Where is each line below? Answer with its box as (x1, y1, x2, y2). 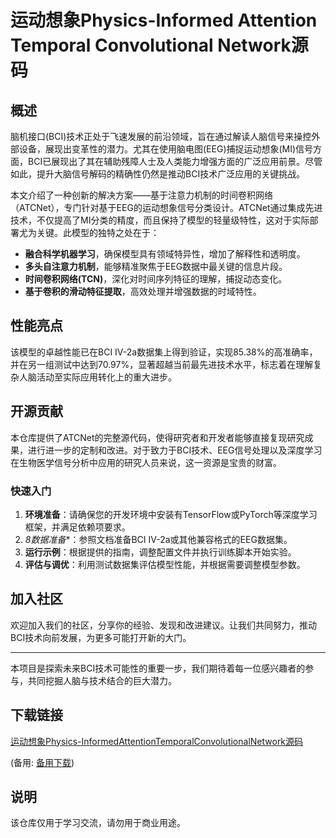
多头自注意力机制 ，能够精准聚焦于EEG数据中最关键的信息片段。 (24, 261, 288, 272)
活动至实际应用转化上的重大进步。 (36, 371, 177, 383)
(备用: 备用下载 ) (10, 756, 75, 768)
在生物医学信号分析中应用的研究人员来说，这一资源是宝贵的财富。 (10, 456, 282, 468)
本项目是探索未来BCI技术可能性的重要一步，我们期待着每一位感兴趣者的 (10, 662, 306, 674)
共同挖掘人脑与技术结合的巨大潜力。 (27, 674, 177, 686)
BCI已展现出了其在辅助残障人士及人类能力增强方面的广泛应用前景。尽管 (27, 156, 323, 167)
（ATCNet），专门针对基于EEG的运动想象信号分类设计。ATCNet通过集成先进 (10, 202, 323, 213)
